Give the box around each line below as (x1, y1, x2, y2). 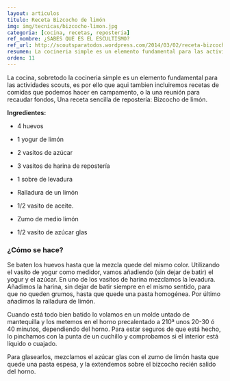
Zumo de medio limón (16, 214, 79, 223)
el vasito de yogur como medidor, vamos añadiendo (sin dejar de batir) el (7, 268, 214, 276)
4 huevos (16, 121, 44, 130)
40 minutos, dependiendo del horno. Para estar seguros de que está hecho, (7, 325, 221, 333)
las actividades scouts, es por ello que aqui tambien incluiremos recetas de (7, 80, 219, 89)
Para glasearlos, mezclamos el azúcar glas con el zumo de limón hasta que (7, 353, 219, 361)
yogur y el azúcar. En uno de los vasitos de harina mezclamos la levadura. (7, 275, 216, 284)
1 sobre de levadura (16, 175, 73, 183)
